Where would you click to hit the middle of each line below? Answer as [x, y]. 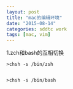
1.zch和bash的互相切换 [35, 53]
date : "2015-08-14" [31, 23]
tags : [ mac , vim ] [29, 35]
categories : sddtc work [37, 29]
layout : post [23, 12]
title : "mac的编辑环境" [34, 18]
